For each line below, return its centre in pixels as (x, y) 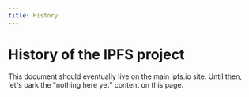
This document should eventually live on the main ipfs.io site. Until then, (125, 76)
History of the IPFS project (96, 54)
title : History (33, 15)
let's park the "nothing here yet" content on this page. (96, 84)
